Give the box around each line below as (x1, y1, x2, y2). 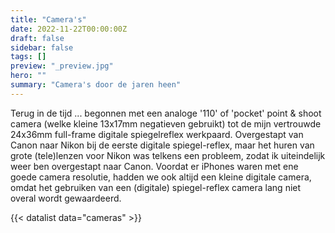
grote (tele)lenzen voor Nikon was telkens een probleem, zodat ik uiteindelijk (10, 149, 326, 161)
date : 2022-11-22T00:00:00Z (10, 24, 128, 34)
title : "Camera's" (10, 14, 87, 25)
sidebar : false (10, 42, 74, 53)
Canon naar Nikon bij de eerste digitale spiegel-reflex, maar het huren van (10, 139, 315, 151)
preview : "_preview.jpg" (10, 61, 114, 71)
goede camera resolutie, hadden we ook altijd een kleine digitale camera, (10, 171, 312, 183)
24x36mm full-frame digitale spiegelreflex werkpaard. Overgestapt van (10, 128, 304, 140)
